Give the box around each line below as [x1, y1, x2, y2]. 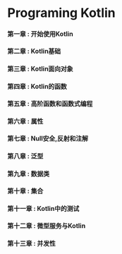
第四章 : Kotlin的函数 [7, 82, 67, 90]
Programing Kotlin [7, 5, 116, 21]
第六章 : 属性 [7, 116, 44, 125]
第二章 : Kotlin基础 [7, 47, 61, 56]
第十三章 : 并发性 [7, 238, 56, 248]
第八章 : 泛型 [7, 152, 44, 160]
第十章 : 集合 [7, 187, 44, 195]
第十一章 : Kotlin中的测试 [7, 204, 80, 212]
